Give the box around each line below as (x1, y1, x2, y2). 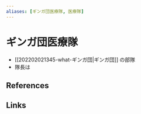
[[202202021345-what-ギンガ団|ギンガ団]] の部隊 (14, 56, 136, 63)
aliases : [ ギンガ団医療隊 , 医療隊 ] (6, 8, 84, 15)
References (6, 80, 49, 91)
